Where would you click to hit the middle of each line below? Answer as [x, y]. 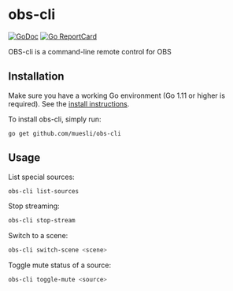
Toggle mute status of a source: [60, 265]
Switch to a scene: [38, 236]
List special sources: [41, 177]
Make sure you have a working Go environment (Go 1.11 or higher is [117, 95]
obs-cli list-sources [44, 191]
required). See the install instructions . [69, 103]
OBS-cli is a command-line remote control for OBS [90, 51]
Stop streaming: [34, 206]
